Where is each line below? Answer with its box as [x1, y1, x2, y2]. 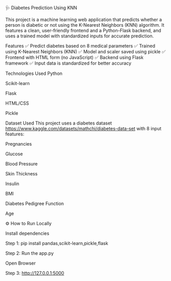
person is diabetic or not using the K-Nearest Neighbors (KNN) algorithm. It [5, 22, 164, 28]
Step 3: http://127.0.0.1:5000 [5, 270, 64, 276]
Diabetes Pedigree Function [5, 200, 64, 207]
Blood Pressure [5, 161, 38, 167]
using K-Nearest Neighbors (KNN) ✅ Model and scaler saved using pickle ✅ [5, 49, 166, 54]
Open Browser [5, 260, 36, 266]
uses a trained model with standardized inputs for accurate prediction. [5, 33, 154, 39]
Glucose [5, 151, 23, 157]
